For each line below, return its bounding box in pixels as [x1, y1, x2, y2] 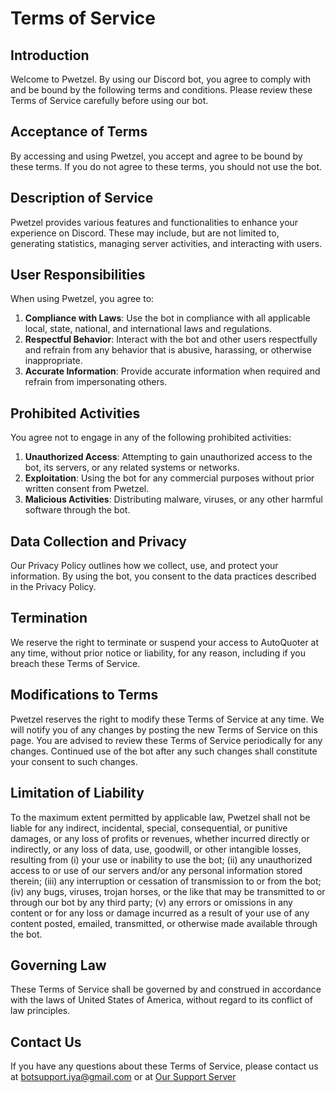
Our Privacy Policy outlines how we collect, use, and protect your [10, 560, 279, 572]
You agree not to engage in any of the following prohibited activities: [10, 432, 292, 444]
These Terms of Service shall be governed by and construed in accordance [10, 983, 322, 996]
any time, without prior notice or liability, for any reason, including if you [10, 647, 306, 659]
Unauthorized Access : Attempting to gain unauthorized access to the [24, 451, 313, 463]
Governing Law [10, 957, 107, 974]
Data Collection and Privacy [10, 533, 187, 550]
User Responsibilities [10, 267, 146, 284]
